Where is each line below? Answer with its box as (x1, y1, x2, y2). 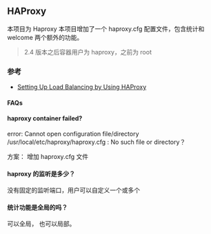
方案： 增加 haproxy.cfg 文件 (7, 152, 88, 160)
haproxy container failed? (7, 114, 83, 123)
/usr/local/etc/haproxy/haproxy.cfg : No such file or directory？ (7, 138, 186, 146)
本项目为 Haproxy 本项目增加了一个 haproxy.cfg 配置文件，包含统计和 (7, 24, 205, 33)
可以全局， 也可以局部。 (7, 220, 76, 228)
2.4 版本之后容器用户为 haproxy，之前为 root (23, 47, 152, 56)
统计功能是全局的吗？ (7, 203, 68, 211)
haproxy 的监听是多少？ (7, 169, 76, 178)
